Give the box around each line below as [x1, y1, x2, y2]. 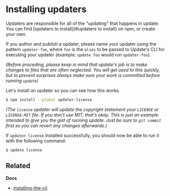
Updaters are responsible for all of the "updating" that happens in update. [6, 20, 159, 26]
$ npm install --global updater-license [6, 97, 93, 102]
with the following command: [6, 138, 66, 144]
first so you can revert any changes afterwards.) [6, 123, 107, 129]
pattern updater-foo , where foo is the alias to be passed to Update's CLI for [6, 46, 165, 52]
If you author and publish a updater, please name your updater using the [6, 41, 156, 47]
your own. [6, 31, 27, 37]
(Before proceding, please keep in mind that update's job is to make [6, 61, 148, 67]
